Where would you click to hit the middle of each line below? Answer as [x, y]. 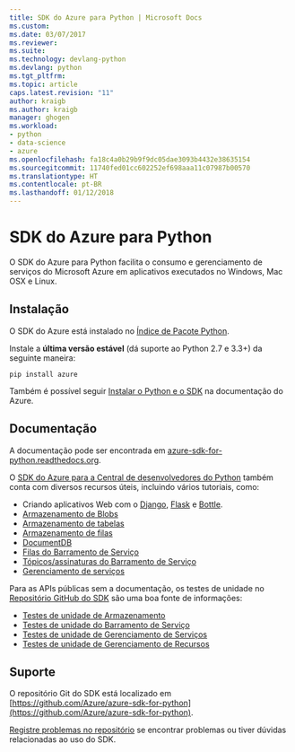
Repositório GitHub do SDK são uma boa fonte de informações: [126, 598]
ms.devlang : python [46, 68]
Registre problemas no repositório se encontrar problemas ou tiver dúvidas [148, 730]
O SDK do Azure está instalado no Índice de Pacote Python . [120, 331]
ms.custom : [30, 26]
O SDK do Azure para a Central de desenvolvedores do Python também [141, 477]
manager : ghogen [39, 118]
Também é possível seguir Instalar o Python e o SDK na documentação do [147, 390]
